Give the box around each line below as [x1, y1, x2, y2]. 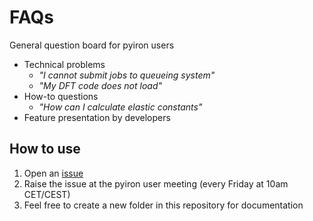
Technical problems [23, 58, 106, 70]
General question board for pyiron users [9, 39, 175, 51]
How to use [9, 141, 81, 158]
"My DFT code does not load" [38, 79, 163, 91]
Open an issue [23, 167, 84, 179]
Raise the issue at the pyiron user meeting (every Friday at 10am [23, 177, 289, 190]
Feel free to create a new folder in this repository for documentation [23, 199, 304, 211]
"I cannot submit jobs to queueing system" [38, 69, 216, 81]
